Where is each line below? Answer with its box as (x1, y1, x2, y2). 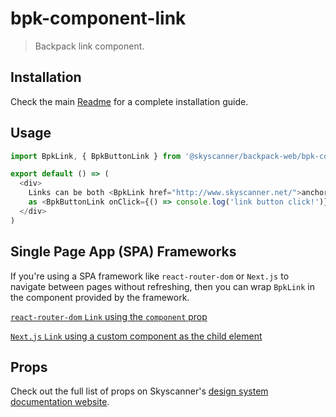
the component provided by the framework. (10, 291, 190, 303)
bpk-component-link (10, 7, 187, 30)
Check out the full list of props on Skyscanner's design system (10, 385, 269, 397)
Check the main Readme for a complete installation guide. (10, 95, 249, 107)
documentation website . (10, 396, 110, 408)
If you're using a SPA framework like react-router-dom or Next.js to (10, 270, 290, 282)
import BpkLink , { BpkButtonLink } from (10, 151, 182, 161)
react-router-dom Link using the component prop (10, 310, 208, 322)
